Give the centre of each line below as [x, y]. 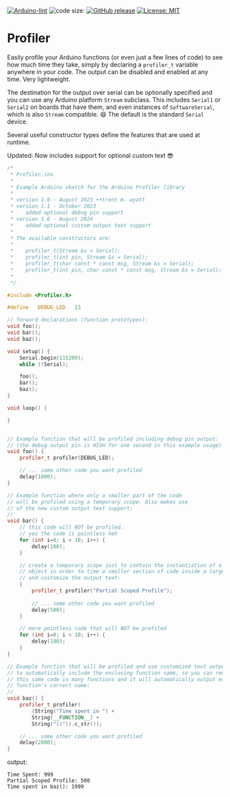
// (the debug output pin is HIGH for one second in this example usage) [115, 445]
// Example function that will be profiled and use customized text [107, 666]
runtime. [19, 142]
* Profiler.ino [31, 174]
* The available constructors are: [61, 238]
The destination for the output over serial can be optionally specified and [110, 92]
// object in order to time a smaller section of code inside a [113, 572]
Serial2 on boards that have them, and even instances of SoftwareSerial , [111, 107]
